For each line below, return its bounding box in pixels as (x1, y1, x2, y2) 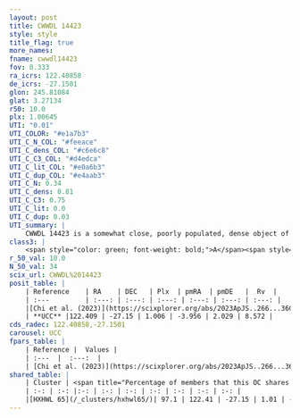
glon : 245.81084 (9, 88, 70, 96)
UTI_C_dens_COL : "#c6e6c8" (9, 146, 110, 155)
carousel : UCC (9, 329, 62, 338)
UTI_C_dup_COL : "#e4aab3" (9, 171, 105, 180)
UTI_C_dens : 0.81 (9, 188, 74, 196)
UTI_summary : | (9, 221, 66, 230)
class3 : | (9, 238, 46, 247)
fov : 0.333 (9, 63, 50, 72)
